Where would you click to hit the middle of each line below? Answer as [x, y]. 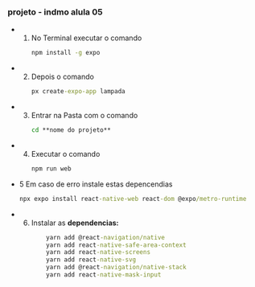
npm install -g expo [66, 53]
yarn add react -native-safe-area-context [116, 245]
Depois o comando [62, 77]
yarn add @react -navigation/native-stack [116, 268]
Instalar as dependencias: [75, 223]
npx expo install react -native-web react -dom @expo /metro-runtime [133, 199]
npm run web [51, 168]
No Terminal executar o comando [86, 38]
